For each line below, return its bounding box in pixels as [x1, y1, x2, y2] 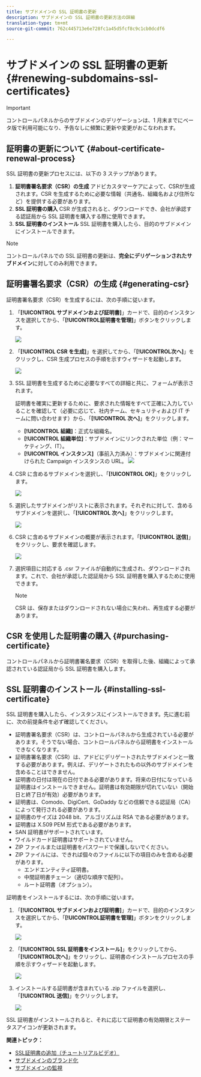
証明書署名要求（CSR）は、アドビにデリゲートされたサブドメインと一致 [14, 753, 194, 760]
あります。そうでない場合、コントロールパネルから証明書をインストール [14, 738, 194, 745]
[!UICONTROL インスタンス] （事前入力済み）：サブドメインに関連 [23, 450, 186, 457]
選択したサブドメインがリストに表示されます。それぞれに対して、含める [14, 502, 193, 509]
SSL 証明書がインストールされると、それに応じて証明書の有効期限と [6, 1016, 175, 1024]
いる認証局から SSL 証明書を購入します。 [26, 665, 129, 672]
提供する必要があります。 [31, 198, 94, 205]
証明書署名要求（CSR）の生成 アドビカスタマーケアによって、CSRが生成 [14, 183, 195, 190]
